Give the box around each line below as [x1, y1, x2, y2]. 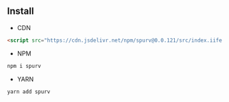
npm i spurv [7, 62, 41, 69]
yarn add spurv [7, 88, 51, 95]
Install [7, 5, 34, 17]
